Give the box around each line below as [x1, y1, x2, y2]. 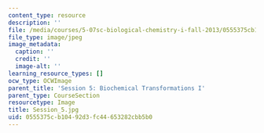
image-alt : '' [15, 63, 61, 70]
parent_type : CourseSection [8, 92, 101, 99]
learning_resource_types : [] [8, 70, 104, 77]
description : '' [8, 19, 61, 27]
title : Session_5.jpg [8, 106, 79, 114]
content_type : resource [8, 11, 86, 20]
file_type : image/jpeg [8, 33, 82, 41]
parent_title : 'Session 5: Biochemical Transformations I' [8, 84, 206, 92]
